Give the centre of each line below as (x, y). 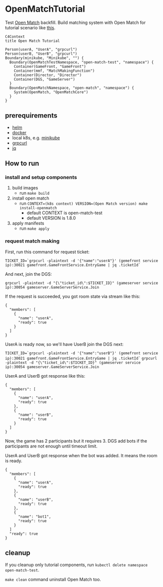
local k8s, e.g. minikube (36, 138)
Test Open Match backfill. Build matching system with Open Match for (75, 22)
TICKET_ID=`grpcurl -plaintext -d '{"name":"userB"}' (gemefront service (82, 353)
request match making (32, 241)
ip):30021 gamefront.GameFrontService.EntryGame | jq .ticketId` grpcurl (81, 358)
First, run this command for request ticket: (47, 252)
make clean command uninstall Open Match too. (53, 579)
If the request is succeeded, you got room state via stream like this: (73, 296)
